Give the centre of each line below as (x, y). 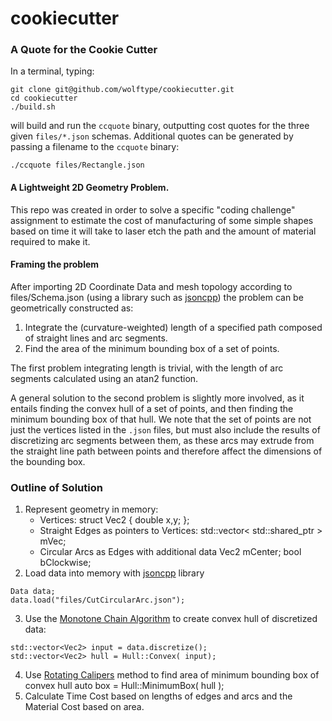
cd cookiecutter (44, 98)
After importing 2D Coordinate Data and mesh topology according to (151, 286)
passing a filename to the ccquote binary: (95, 147)
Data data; (33, 592)
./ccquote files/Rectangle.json (77, 165)
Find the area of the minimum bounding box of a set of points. (152, 348)
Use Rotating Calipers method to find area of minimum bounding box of (172, 675)
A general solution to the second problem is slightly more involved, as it (157, 398)
